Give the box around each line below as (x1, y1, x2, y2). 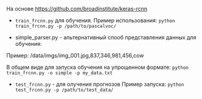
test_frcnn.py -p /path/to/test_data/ (15, 87, 114, 93)
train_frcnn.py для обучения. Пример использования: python (15, 17, 175, 24)
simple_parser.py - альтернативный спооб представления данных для (15, 34, 197, 41)
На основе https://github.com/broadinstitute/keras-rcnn (6, 5, 148, 12)
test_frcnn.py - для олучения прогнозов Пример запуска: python (15, 81, 184, 88)
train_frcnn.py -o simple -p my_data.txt (6, 70, 113, 76)
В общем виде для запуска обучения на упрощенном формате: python (6, 63, 189, 71)
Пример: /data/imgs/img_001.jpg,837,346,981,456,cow (6, 52, 144, 59)
